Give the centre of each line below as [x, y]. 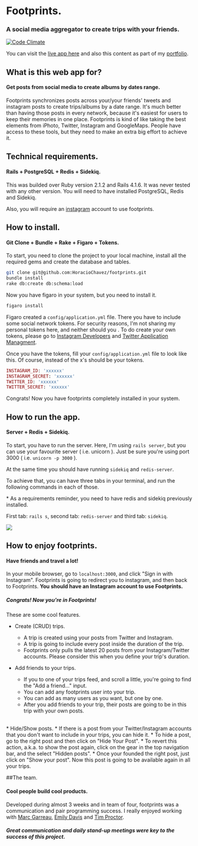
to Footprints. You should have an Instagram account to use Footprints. [95, 587]
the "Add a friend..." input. [55, 686]
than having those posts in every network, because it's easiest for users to [97, 113]
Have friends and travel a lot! [42, 561]
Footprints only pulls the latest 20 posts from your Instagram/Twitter [106, 650]
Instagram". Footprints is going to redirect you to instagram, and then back [97, 580]
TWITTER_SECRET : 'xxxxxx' [38, 387]
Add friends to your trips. [45, 668]
